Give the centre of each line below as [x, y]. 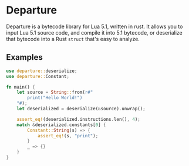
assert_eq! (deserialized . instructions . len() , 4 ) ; [79, 119]
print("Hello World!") [55, 98]
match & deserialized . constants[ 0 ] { [62, 125]
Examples [24, 57]
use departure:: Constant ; [38, 76]
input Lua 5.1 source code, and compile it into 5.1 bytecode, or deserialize [95, 32]
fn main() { [21, 87]
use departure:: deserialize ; [42, 71]
